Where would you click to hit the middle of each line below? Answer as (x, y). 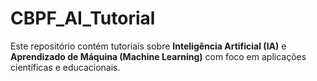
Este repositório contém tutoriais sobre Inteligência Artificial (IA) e (148, 46)
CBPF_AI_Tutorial (83, 18)
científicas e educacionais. (65, 67)
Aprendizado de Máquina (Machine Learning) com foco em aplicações (158, 56)
